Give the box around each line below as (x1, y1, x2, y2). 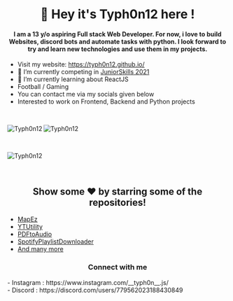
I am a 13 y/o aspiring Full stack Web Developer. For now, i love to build (13, 29, 222, 38)
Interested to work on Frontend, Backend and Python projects (17, 97, 196, 106)
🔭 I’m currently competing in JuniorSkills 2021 (17, 68, 150, 76)
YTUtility (17, 223, 43, 231)
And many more (17, 245, 64, 253)
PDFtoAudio (17, 230, 52, 239)
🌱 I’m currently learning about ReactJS (17, 75, 129, 83)
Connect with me (87, 262, 148, 272)
